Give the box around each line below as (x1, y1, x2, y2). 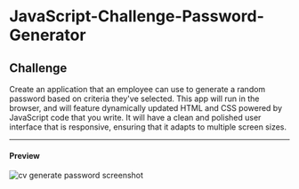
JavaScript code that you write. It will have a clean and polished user (9, 113, 262, 122)
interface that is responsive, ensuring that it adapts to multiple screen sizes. (9, 122, 287, 132)
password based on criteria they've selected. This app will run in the (9, 93, 260, 104)
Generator (9, 25, 86, 45)
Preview (9, 150, 40, 161)
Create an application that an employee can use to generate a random (9, 84, 266, 94)
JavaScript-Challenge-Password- (9, 6, 264, 27)
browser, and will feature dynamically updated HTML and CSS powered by (9, 103, 283, 113)
